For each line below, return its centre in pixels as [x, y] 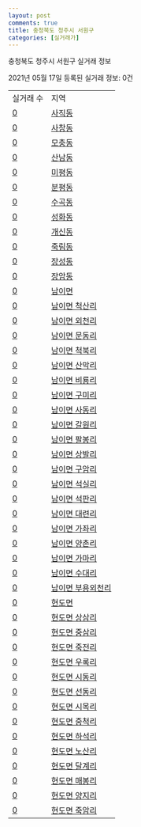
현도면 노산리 [74, 751]
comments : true [33, 23]
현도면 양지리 [74, 796]
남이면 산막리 [74, 366]
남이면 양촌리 [74, 544]
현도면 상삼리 [74, 618]
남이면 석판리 [74, 499]
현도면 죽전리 [74, 647]
